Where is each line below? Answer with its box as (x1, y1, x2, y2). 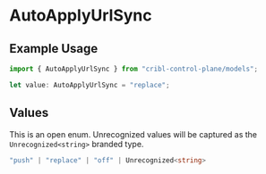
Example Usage (9, 41, 99, 56)
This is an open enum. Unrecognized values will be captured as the (9, 128, 258, 139)
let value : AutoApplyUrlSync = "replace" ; (9, 80, 170, 89)
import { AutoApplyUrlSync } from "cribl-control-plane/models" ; (9, 64, 258, 73)
